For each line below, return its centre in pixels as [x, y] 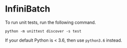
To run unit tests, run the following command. [51, 22]
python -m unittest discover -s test [43, 31]
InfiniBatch [27, 9]
